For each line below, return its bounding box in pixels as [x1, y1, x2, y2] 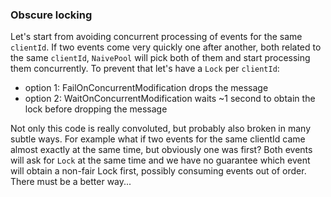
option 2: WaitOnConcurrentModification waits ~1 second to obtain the [24, 93, 316, 105]
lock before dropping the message [24, 103, 168, 115]
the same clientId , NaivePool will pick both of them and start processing [10, 52, 311, 64]
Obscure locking [10, 8, 93, 22]
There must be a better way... [10, 176, 132, 188]
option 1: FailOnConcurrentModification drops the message [24, 82, 269, 94]
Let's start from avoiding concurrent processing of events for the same [10, 31, 303, 43]
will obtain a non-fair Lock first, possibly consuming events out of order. [10, 165, 307, 177]
